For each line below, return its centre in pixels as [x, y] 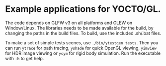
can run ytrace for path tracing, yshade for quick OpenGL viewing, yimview [81, 48]
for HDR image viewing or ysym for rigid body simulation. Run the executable [83, 53]
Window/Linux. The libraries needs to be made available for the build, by [79, 28]
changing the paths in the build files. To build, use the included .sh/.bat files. [83, 33]
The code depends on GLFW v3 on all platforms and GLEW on [69, 23]
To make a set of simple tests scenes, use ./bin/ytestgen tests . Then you [82, 42]
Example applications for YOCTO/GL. [83, 9]
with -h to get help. [25, 58]
